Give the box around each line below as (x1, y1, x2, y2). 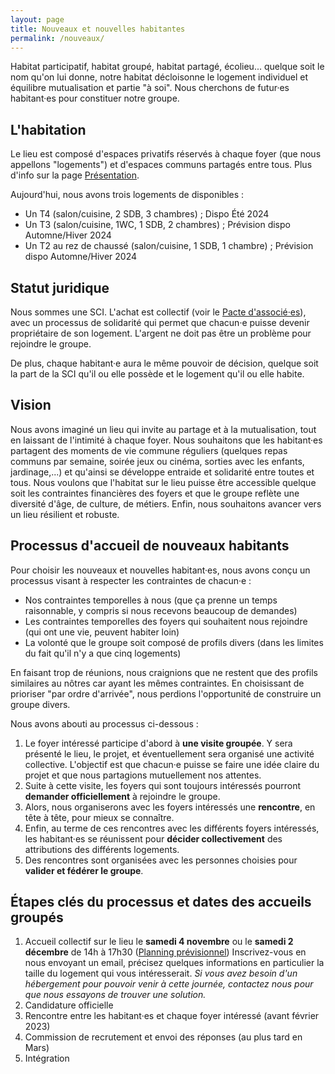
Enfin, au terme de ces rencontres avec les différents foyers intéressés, (24, 822, 320, 834)
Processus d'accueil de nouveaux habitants (10, 537, 290, 555)
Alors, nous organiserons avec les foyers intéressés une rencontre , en (24, 801, 316, 813)
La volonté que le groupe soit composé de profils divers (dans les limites (24, 636, 324, 648)
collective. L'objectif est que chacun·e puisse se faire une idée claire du (24, 758, 320, 770)
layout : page (10, 14, 65, 25)
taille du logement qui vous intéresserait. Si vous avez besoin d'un (24, 967, 298, 980)
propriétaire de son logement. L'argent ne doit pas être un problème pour (10, 327, 312, 339)
